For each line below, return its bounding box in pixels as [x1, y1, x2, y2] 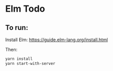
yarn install [5, 56, 33, 61]
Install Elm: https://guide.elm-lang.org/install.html [5, 37, 108, 43]
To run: [5, 23, 28, 32]
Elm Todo [5, 3, 46, 15]
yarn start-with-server [5, 61, 56, 66]
